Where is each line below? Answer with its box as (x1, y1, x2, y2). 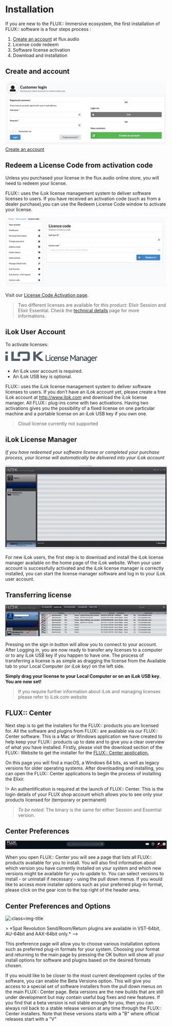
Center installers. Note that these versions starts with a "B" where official (5, 1011, 160, 1017)
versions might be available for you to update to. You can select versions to (5, 871, 164, 877)
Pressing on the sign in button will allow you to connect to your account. (5, 641, 158, 647)
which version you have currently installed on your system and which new (5, 865, 161, 871)
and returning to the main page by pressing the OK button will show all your (5, 952, 165, 958)
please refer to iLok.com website (17, 694, 87, 700)
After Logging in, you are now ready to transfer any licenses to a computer (5, 647, 163, 653)
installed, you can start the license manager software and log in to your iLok (5, 571, 165, 577)
